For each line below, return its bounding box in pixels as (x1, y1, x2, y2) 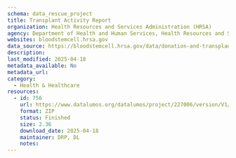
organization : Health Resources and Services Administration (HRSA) (7, 23, 212, 30)
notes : (20, 141, 39, 148)
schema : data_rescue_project (7, 10, 93, 17)
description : (7, 50, 46, 57)
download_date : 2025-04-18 (20, 127, 99, 134)
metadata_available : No (7, 62, 77, 69)
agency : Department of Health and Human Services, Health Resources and (7, 29, 225, 37)
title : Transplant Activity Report (7, 17, 112, 24)
